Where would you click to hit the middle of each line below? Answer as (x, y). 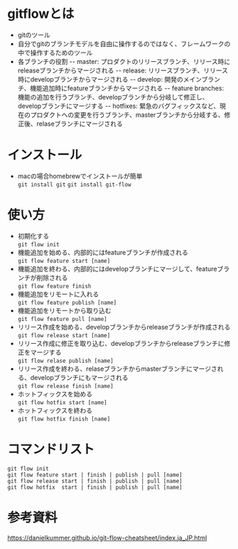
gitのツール (34, 35)
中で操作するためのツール (55, 53)
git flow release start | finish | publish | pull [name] (95, 481)
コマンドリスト (51, 449)
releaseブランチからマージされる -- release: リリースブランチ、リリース (123, 70)
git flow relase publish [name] (65, 361)
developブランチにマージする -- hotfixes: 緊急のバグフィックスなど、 (119, 106)
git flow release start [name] (64, 335)
